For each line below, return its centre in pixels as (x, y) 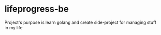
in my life (14, 27)
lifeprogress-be (37, 9)
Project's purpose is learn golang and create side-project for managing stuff (80, 22)
